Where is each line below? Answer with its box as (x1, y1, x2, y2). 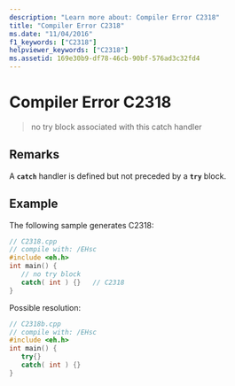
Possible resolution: (9, 302, 82, 313)
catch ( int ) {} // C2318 (20, 278, 125, 287)
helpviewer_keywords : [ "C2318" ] (9, 46, 129, 55)
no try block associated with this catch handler (30, 121, 202, 132)
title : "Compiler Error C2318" (9, 21, 125, 30)
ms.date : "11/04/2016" (9, 29, 93, 38)
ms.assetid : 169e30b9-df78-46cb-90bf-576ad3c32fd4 (9, 54, 200, 63)
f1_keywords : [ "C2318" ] (9, 37, 98, 47)
